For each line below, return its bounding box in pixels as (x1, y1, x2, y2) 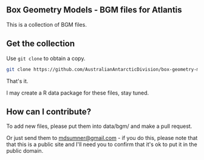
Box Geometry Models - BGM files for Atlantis (6, 5, 182, 15)
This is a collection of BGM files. (6, 21, 87, 28)
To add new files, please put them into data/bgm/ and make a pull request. (6, 122, 192, 130)
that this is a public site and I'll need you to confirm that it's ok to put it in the (6, 141, 197, 148)
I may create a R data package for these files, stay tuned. (6, 89, 149, 96)
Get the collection (6, 39, 75, 49)
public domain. (6, 147, 44, 155)
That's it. (6, 77, 29, 84)
